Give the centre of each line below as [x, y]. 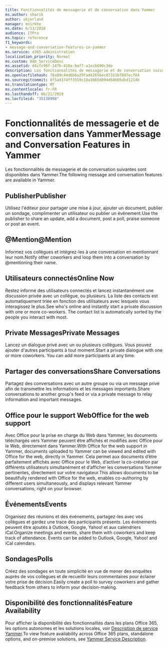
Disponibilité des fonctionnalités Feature [69, 603]
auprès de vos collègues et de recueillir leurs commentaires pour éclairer [80, 576]
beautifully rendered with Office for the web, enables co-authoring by [77, 478]
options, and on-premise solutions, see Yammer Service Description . [76, 639]
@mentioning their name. [31, 262]
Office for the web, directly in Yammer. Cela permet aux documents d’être [81, 457]
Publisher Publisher [36, 196]
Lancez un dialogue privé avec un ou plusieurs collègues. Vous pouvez [78, 345]
